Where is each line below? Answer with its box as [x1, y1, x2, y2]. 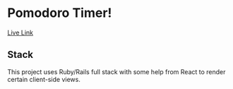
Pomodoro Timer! [7, 5, 112, 21]
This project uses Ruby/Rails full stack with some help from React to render [7, 67, 226, 76]
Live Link [7, 28, 34, 37]
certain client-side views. [7, 75, 81, 83]
